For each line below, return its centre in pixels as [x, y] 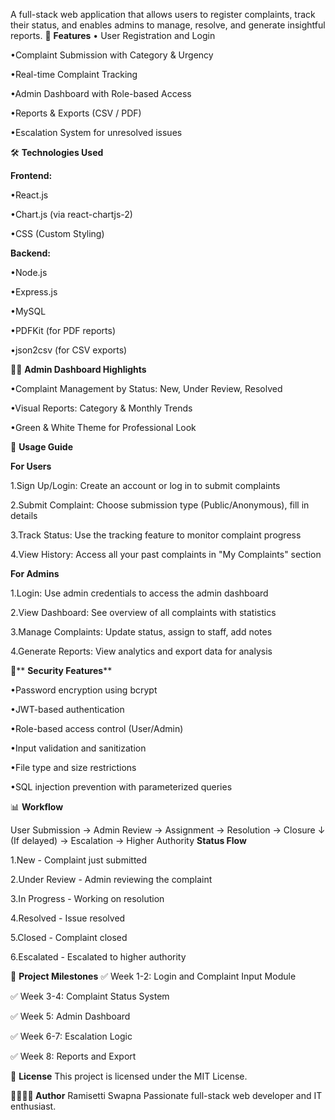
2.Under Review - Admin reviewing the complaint [111, 879]
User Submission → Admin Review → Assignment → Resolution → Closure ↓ [168, 830]
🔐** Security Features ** [61, 670]
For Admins [35, 573]
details [24, 515]
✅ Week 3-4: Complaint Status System [90, 996]
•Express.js [34, 292]
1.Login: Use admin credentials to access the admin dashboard [139, 593]
